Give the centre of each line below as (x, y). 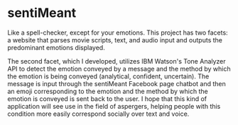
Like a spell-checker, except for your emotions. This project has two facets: (118, 32)
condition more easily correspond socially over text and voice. (98, 114)
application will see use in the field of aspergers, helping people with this (114, 106)
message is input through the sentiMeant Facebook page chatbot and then (117, 83)
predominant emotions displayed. (56, 47)
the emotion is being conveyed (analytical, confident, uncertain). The (108, 76)
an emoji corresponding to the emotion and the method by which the (108, 91)
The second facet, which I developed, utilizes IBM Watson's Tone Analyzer (117, 61)
